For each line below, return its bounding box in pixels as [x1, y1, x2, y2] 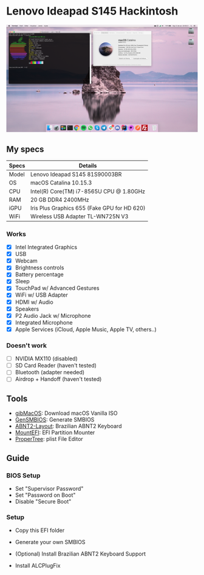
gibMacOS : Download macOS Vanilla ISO [15, 409, 118, 417]
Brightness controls [15, 264, 64, 271]
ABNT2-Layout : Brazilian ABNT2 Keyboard [15, 423, 122, 430]
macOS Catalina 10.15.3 [30, 179, 92, 186]
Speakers [15, 305, 39, 312]
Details [78, 162, 97, 169]
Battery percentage [15, 271, 64, 278]
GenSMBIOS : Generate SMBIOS [15, 416, 95, 423]
